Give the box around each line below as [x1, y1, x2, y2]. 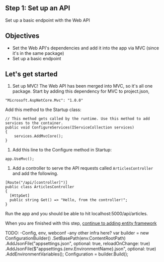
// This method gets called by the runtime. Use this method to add [5, 117, 150, 122]
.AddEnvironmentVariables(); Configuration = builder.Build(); [5, 251, 129, 257]
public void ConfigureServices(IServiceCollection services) [5, 125, 135, 130]
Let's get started [5, 70, 58, 79]
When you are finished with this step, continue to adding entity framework [5, 220, 157, 226]
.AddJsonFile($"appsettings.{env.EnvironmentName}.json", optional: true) [5, 246, 157, 252]
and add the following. [12, 170, 59, 176]
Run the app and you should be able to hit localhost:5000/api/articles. [5, 211, 148, 217]
